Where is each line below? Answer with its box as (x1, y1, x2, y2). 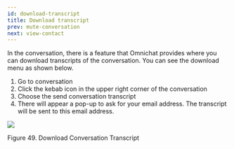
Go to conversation (17, 78, 73, 86)
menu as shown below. (7, 64, 74, 72)
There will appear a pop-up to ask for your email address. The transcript (17, 99, 227, 108)
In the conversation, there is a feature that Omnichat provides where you (7, 49, 217, 57)
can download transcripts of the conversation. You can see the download (7, 57, 219, 65)
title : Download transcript (7, 17, 90, 24)
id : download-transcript (7, 10, 80, 17)
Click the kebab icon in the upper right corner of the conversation (17, 85, 207, 93)
